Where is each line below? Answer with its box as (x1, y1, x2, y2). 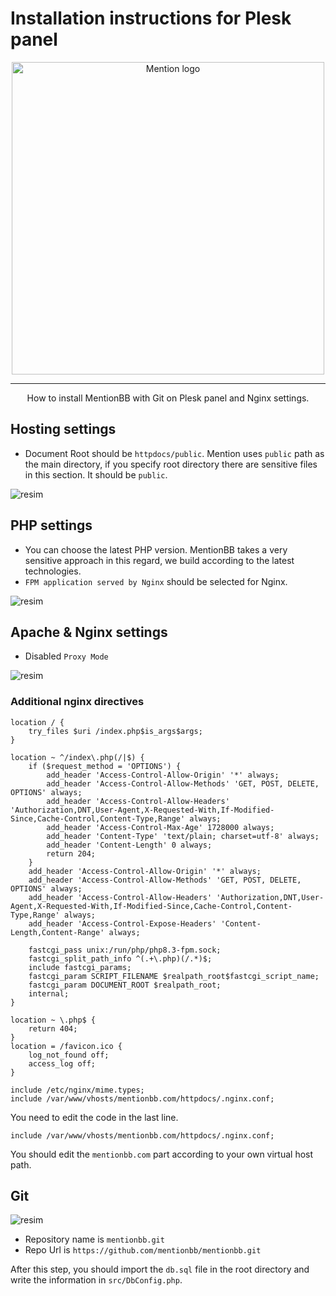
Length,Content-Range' (10, 927, 105, 937)
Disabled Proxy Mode (24, 650, 109, 662)
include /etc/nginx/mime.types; (10, 1085, 145, 1095)
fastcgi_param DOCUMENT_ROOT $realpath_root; (28, 980, 222, 990)
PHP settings (10, 517, 93, 534)
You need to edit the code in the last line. (10, 1111, 179, 1123)
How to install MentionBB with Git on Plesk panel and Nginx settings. (26, 392, 310, 404)
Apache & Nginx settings (10, 623, 168, 641)
